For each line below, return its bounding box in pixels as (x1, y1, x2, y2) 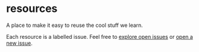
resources (6, 2, 58, 16)
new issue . (6, 39, 33, 47)
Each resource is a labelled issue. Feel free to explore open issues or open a (6, 33, 194, 40)
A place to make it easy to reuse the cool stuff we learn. (6, 22, 143, 29)
